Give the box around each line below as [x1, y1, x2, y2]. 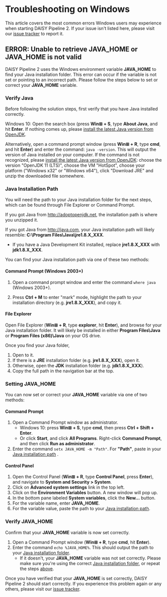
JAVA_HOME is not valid [5, 53, 82, 61]
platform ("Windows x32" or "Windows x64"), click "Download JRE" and [5, 168, 154, 174]
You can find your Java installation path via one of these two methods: [5, 257, 150, 263]
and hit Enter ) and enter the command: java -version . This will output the [5, 146, 157, 153]
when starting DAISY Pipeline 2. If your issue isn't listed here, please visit [5, 25, 155, 31]
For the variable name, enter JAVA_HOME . [12, 500, 100, 506]
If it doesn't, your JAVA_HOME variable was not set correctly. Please [19, 555, 161, 561]
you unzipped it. [5, 217, 38, 223]
